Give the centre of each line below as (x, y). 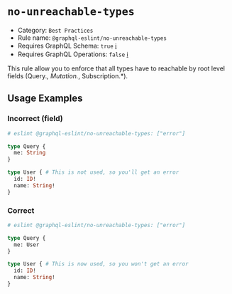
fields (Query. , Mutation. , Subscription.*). (68, 75)
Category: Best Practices (55, 30)
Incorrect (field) (35, 119)
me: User (27, 245)
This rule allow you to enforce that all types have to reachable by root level (116, 68)
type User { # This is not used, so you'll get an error (93, 172)
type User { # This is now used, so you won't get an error (98, 264)
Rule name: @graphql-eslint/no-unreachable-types (92, 38)
